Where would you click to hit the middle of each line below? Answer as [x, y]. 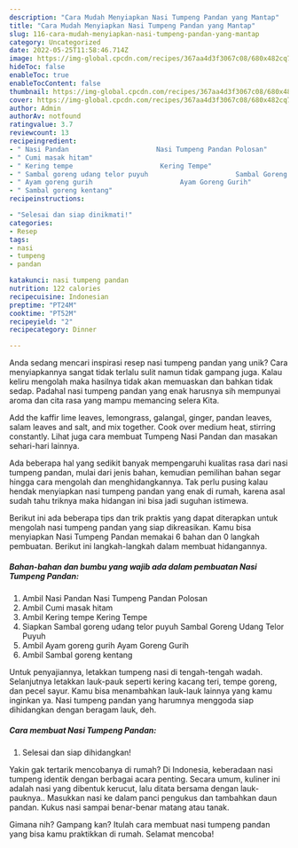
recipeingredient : [43, 141]
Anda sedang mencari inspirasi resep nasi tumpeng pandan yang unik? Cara [149, 363]
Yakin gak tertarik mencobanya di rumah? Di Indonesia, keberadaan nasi [141, 770]
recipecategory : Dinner [53, 330]
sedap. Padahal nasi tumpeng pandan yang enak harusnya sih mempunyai [145, 391]
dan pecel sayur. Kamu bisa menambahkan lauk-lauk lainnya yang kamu [141, 691]
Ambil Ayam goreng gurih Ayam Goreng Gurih [105, 646]
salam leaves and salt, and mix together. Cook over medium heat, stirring [143, 428]
